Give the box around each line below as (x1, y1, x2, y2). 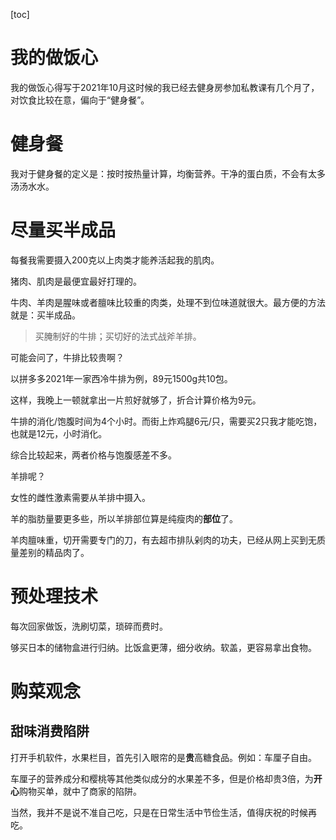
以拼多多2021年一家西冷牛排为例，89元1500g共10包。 (10, 372, 233, 384)
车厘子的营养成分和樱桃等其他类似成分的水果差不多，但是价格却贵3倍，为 (10, 772, 314, 784)
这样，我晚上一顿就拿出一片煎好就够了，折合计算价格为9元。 (10, 394, 262, 406)
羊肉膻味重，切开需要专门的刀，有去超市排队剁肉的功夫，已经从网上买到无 (10, 534, 317, 546)
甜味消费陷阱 (10, 723, 90, 740)
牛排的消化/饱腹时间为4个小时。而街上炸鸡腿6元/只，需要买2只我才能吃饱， (10, 415, 323, 427)
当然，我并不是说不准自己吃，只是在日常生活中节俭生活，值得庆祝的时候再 (10, 806, 317, 818)
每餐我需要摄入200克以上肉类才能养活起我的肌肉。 (10, 254, 220, 266)
